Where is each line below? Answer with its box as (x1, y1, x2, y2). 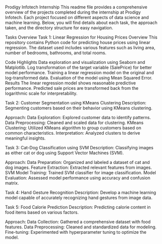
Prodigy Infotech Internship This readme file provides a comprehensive (5, 4, 147, 10)
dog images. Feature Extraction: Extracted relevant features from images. (5, 164, 152, 170)
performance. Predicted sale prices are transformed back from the (5, 85, 139, 91)
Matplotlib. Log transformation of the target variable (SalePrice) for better (5, 64, 152, 70)
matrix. (5, 180, 19, 186)
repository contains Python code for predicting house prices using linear (5, 40, 151, 45)
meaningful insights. (5, 135, 46, 141)
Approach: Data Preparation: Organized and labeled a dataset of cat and (5, 160, 150, 165)
